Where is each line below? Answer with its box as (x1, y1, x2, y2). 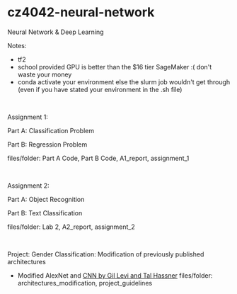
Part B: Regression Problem (7, 140, 88, 149)
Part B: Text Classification (7, 208, 83, 217)
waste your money (17, 70, 72, 79)
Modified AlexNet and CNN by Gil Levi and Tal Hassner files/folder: (17, 271, 213, 280)
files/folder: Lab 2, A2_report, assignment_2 (7, 222, 136, 231)
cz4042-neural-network (7, 4, 155, 21)
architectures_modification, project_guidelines (17, 278, 153, 287)
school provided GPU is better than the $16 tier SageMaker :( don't (17, 62, 212, 71)
